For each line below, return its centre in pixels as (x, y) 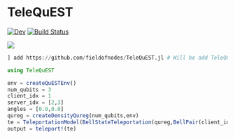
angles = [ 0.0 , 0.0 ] (36, 110)
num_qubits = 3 (29, 90)
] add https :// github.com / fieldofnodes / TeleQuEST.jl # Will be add (108, 58)
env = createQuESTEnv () (42, 83)
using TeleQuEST (31, 70)
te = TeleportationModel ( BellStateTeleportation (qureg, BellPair (103, 122)
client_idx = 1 (29, 96)
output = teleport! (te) (42, 128)
